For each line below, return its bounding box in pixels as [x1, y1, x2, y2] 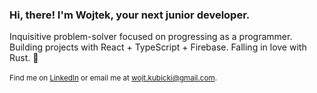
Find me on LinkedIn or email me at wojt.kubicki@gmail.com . [9, 73, 218, 83]
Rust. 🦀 [9, 52, 39, 64]
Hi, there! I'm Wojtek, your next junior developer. [9, 8, 251, 22]
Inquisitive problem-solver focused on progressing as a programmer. [9, 31, 293, 43]
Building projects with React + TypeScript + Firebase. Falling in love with [9, 41, 307, 53]
